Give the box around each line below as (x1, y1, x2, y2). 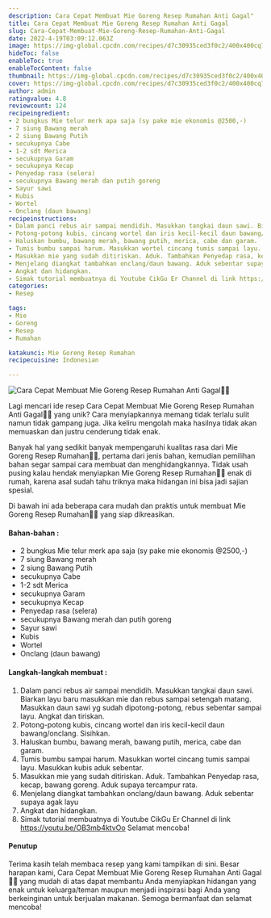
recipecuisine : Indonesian (8, 356, 99, 364)
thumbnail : (8, 72, 45, 80)
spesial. (8, 485, 35, 495)
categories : (8, 282, 48, 291)
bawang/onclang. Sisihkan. (19, 728, 110, 738)
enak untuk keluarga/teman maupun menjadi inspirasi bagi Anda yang (8, 885, 240, 895)
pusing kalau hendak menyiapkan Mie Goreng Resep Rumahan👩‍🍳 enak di (8, 468, 252, 478)
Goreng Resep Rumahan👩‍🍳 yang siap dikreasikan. (8, 509, 175, 519)
